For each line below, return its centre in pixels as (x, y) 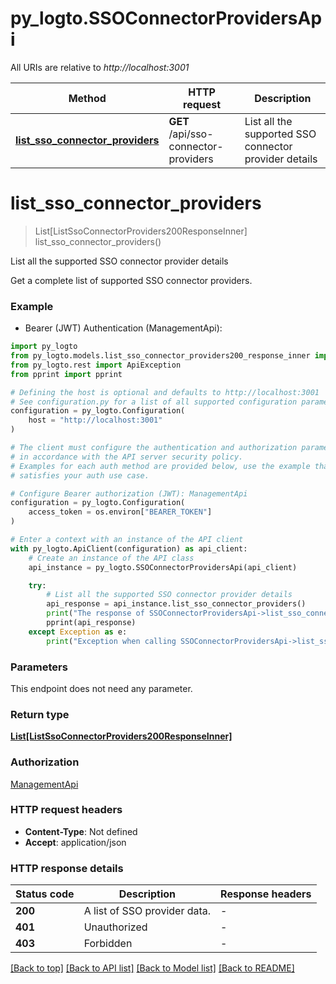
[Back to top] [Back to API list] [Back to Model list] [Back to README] (152, 968)
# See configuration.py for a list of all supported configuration (154, 402)
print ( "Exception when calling (111, 641)
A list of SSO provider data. (147, 911)
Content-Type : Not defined (81, 831)
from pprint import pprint (66, 374)
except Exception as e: (78, 632)
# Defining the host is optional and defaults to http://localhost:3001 (165, 392)
